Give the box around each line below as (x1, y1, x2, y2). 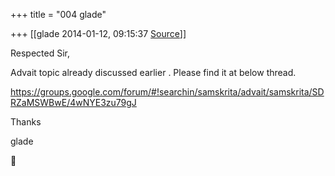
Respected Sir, (10, 47, 71, 59)
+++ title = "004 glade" (10, 9, 107, 20)
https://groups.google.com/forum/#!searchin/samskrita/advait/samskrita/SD (10, 86, 325, 98)
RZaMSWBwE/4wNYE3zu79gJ (10, 97, 137, 108)
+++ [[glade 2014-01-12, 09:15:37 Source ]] (10, 28, 187, 39)
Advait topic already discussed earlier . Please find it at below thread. (10, 67, 297, 78)
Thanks (10, 116, 42, 128)
